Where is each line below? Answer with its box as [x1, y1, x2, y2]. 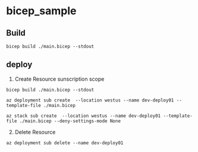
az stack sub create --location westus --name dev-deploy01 [6, 113, 161, 119]
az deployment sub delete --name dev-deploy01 [6, 140, 124, 146]
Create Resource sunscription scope [14, 75, 105, 83]
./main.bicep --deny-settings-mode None [19, 118, 121, 124]
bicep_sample [6, 4, 77, 18]
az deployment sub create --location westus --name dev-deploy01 [6, 97, 174, 103]
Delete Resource [14, 128, 56, 135]
